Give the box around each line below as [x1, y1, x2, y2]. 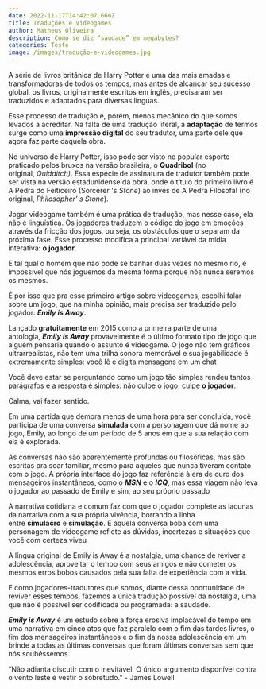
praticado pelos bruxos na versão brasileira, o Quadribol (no [8, 161, 206, 169]
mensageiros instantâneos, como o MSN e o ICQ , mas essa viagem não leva [8, 478, 258, 487]
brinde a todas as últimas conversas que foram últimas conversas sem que [8, 641, 253, 650]
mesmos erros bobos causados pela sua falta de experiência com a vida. [8, 567, 248, 577]
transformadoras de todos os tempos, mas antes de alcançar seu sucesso [8, 79, 251, 88]
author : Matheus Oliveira [8, 26, 94, 34]
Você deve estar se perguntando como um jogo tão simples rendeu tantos [8, 373, 251, 381]
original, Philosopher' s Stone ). [8, 194, 109, 203]
